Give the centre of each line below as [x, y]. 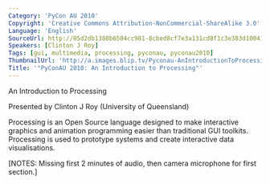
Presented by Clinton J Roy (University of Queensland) [99, 106]
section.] [23, 172]
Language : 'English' [43, 31]
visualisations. [32, 147]
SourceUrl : [27, 38]
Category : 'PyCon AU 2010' [53, 16]
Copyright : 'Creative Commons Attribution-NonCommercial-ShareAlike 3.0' [135, 23]
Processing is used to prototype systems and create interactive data [121, 139]
